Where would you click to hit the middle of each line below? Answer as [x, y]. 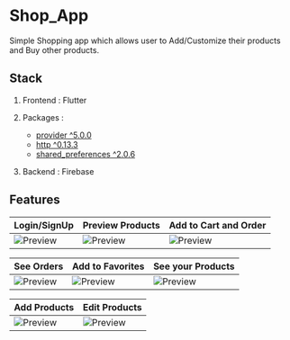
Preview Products [121, 225]
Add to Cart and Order [217, 225]
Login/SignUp [44, 225]
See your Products [194, 266]
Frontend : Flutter [54, 100]
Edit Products [112, 307]
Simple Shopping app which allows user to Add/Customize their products [145, 40]
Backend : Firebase [58, 171]
